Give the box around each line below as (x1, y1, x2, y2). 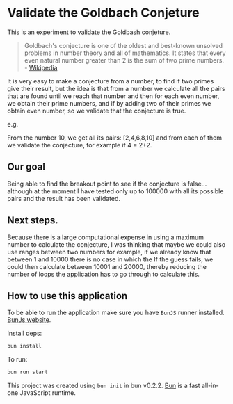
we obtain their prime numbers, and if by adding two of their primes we (7, 99, 211, 107)
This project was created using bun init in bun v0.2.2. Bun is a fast (7, 381, 200, 390)
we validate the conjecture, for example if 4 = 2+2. (7, 140, 152, 149)
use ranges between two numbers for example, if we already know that (7, 248, 211, 256)
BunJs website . (7, 316, 51, 324)
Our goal (7, 161, 46, 173)
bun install (7, 343, 42, 350)
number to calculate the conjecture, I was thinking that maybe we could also (7, 240, 226, 248)
